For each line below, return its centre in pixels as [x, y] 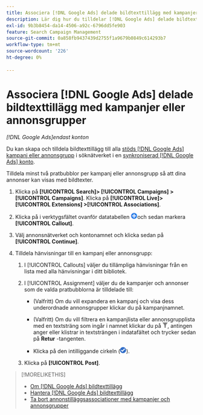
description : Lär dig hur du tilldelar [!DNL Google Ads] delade [90, 19]
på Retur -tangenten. [59, 338]
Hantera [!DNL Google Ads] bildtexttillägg [82, 393]
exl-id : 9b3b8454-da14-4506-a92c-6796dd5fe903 [66, 25]
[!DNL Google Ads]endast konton [48, 137]
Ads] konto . [21, 162]
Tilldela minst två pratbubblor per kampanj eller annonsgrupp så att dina [96, 173]
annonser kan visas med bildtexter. [50, 180]
